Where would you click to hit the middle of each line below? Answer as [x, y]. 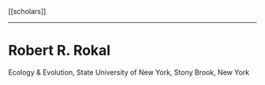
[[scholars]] [27, 11]
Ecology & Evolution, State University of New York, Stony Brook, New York [129, 72]
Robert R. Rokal [60, 51]
